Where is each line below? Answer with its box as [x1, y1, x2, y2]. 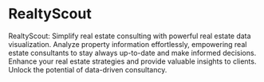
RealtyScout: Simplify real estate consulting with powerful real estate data [8, 31, 251, 41]
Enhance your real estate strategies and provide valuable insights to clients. [8, 57, 257, 66]
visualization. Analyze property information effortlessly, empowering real [8, 39, 247, 49]
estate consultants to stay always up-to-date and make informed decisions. [8, 48, 257, 57]
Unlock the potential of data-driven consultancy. [8, 64, 167, 74]
